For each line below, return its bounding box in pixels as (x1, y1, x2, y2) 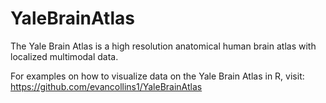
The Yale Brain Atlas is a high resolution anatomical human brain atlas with (10, 40, 317, 52)
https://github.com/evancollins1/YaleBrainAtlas (10, 80, 203, 92)
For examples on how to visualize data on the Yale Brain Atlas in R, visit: (10, 70, 305, 82)
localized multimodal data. (10, 50, 119, 62)
